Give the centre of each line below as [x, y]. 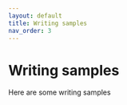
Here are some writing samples [60, 92]
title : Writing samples [48, 23]
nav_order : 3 [30, 30]
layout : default [35, 16]
